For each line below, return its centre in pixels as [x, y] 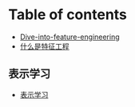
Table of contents [68, 15]
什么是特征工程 [44, 46]
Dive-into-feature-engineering [69, 37]
